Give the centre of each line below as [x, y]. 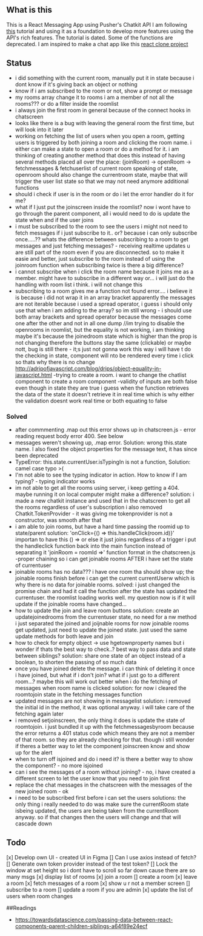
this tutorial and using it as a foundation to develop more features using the [100, 31]
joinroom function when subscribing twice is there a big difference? [99, 265]
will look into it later [39, 129]
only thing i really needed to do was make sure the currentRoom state [102, 804]
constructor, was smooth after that [58, 520]
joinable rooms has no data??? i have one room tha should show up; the [104, 571]
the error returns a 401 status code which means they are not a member [105, 733]
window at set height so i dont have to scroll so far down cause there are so [101, 870]
